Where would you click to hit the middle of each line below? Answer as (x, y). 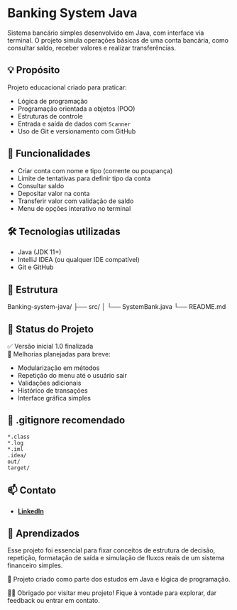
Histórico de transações (53, 391)
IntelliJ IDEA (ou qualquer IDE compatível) (78, 260)
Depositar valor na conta (54, 193)
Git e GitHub (35, 267)
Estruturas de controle (50, 116)
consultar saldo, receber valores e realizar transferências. (92, 48)
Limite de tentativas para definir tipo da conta (84, 178)
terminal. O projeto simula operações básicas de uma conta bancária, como (118, 40)
